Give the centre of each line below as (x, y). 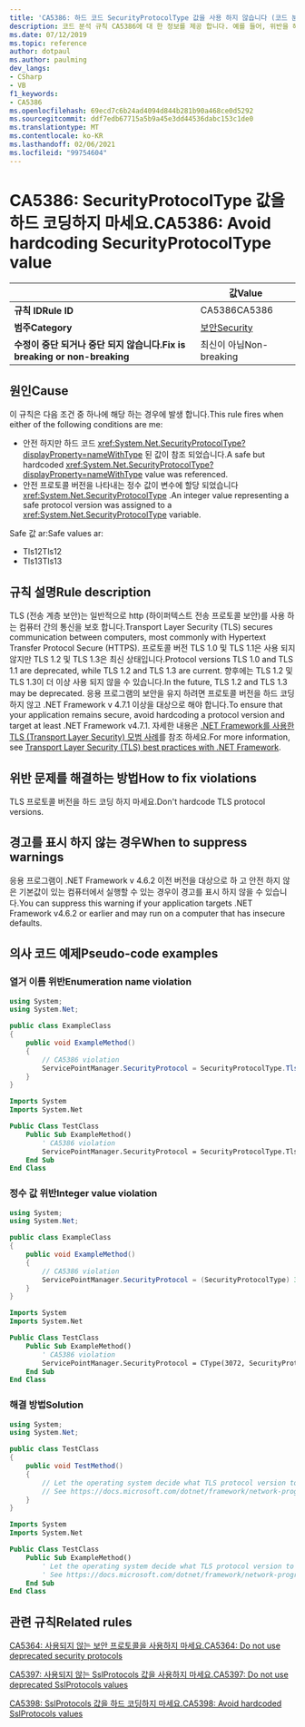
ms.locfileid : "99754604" (58, 152)
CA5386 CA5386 (237, 309)
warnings (37, 857)
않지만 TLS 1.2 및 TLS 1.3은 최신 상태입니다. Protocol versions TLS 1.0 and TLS (151, 660)
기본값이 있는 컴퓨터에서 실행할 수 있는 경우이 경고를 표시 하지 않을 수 (141, 891)
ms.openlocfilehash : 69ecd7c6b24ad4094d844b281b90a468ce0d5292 (132, 111)
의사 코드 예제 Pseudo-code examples (114, 954)
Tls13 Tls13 (42, 561)
